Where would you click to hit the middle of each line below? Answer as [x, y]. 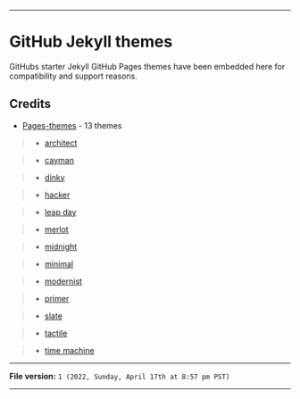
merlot [56, 229]
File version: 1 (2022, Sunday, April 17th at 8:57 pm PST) [120, 376]
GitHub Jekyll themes [91, 42]
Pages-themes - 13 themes [72, 125]
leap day [60, 212]
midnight [61, 246]
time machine [70, 350]
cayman [59, 160]
